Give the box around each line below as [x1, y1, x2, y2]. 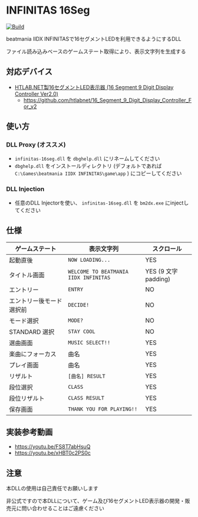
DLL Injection [6, 185, 45, 193]
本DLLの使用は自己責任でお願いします [6, 485, 98, 492]
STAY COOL [68, 328, 95, 334]
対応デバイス [6, 67, 53, 77]
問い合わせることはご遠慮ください [21, 505, 104, 512]
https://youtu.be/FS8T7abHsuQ [14, 443, 91, 450]
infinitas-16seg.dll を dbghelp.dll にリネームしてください [14, 155, 160, 162]
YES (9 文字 [145, 267, 178, 275]
